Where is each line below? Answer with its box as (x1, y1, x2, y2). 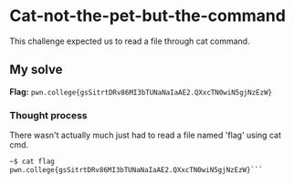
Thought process (9, 108, 89, 121)
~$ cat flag (9, 157, 55, 167)
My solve (9, 62, 63, 77)
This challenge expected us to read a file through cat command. (9, 36, 250, 46)
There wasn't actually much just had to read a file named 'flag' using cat (9, 129, 281, 141)
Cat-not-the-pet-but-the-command (9, 5, 286, 26)
